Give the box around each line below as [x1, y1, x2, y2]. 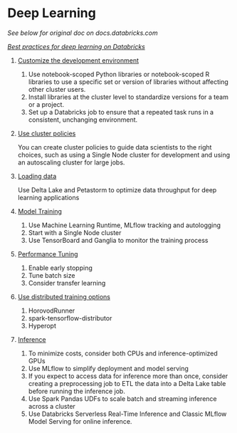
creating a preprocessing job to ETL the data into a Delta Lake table [28, 379, 226, 387]
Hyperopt [28, 321, 57, 330]
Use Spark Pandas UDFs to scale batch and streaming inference [28, 394, 217, 403]
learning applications [17, 193, 80, 202]
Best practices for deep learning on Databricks [7, 42, 146, 51]
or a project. [28, 100, 65, 108]
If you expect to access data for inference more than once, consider [28, 372, 228, 380]
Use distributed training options [17, 292, 110, 301]
